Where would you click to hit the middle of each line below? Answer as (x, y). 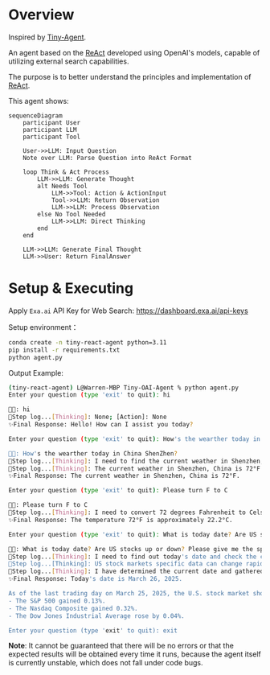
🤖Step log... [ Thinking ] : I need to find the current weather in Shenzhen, (136, 461)
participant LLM (50, 130)
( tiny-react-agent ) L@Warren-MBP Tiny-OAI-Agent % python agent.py (124, 388)
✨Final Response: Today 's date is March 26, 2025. (96, 579)
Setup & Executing (71, 288)
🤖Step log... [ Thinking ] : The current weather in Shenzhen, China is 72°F (135, 468)
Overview (41, 15)
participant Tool (52, 137)
